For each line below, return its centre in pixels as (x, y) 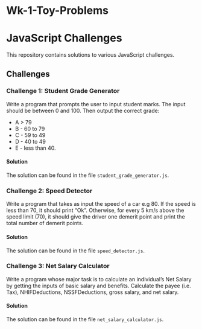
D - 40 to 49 (30, 141)
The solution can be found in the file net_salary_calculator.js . (85, 319)
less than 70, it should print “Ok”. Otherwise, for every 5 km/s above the (95, 210)
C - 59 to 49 (30, 135)
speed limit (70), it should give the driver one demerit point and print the (96, 217)
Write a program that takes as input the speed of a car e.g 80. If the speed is (101, 204)
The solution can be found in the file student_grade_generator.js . (88, 175)
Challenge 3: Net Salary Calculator (58, 266)
